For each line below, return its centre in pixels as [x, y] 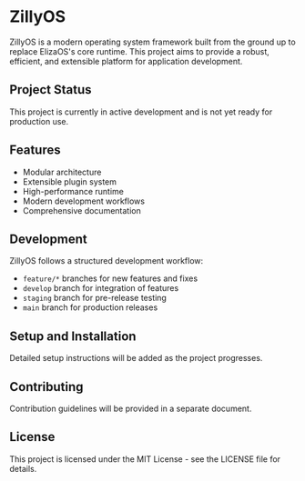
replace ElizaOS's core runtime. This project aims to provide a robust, [140, 51]
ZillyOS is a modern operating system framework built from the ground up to [152, 42]
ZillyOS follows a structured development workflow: [107, 261]
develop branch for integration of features [101, 288]
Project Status [51, 90]
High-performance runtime [73, 191]
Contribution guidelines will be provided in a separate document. [131, 408]
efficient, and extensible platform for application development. [126, 61]
